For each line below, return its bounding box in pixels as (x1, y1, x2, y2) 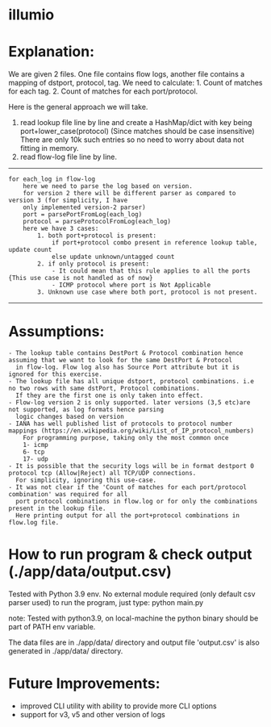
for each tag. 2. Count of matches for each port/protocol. (8, 86, 198, 96)
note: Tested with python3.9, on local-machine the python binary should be (8, 613, 259, 623)
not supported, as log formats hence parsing (8, 406, 164, 414)
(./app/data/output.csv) (8, 562, 172, 581)
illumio (8, 6, 55, 24)
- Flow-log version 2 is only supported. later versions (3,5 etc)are (8, 399, 251, 407)
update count (8, 246, 52, 254)
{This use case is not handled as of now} (8, 274, 153, 282)
